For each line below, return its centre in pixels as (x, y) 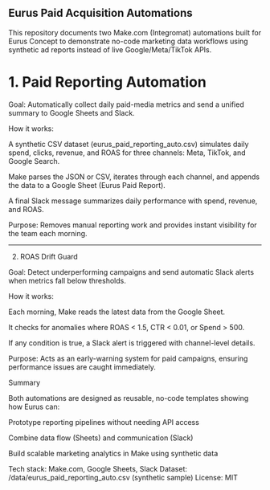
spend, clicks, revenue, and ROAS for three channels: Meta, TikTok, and (127, 153)
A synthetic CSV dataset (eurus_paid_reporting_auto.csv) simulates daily (129, 144)
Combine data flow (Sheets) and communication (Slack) (101, 438)
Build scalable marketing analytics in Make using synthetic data (113, 453)
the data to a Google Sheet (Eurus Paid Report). (87, 185)
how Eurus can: (34, 406)
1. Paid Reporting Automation (107, 82)
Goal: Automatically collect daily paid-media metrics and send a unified (126, 104)
